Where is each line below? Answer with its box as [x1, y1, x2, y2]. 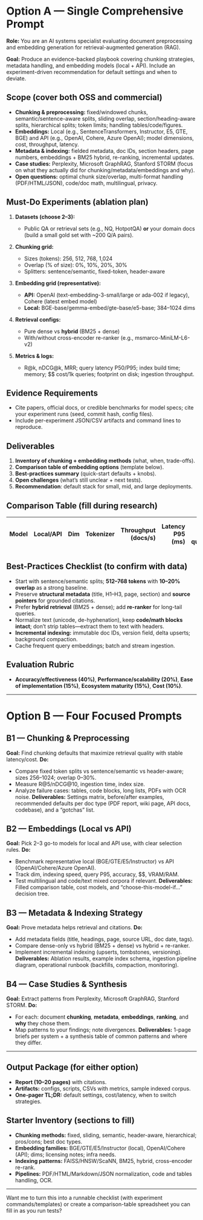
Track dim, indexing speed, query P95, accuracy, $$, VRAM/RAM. [14, 871, 179, 878]
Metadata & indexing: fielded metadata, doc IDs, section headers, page [14, 147, 195, 154]
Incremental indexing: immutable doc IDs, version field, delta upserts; [14, 629, 190, 636]
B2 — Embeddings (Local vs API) [6, 824, 132, 834]
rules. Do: [6, 846, 31, 854]
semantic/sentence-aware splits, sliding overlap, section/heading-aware [14, 115, 196, 122]
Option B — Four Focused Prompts [6, 709, 182, 723]
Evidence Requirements [6, 388, 98, 398]
